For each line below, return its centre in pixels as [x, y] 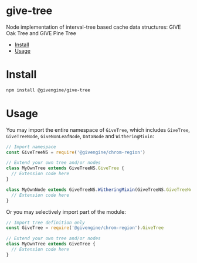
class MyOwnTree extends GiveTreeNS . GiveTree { [65, 168]
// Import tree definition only [45, 223]
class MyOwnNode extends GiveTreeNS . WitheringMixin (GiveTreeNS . [86, 189]
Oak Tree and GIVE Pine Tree [41, 33]
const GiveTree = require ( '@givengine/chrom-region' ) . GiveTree [85, 228]
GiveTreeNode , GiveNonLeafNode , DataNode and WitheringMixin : [80, 136]
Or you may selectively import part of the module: [66, 211]
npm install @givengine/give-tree [48, 90]
